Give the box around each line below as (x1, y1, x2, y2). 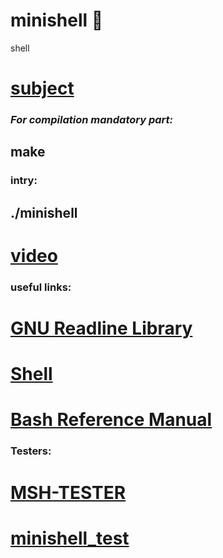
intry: (10, 174, 38, 188)
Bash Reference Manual (10, 409, 213, 431)
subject (10, 77, 75, 100)
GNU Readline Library (10, 317, 193, 340)
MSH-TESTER (10, 481, 127, 504)
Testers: (10, 444, 52, 458)
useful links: (10, 280, 72, 294)
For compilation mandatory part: (10, 113, 174, 127)
